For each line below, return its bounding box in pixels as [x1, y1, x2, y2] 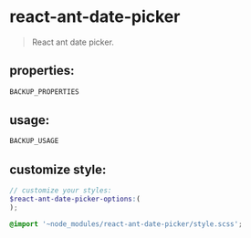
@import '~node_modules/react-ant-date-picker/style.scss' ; [9, 219, 244, 229]
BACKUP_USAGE [9, 137, 59, 146]
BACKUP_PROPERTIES [9, 87, 79, 97]
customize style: [9, 161, 107, 177]
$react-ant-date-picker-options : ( [9, 194, 141, 203]
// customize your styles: [9, 186, 112, 195]
